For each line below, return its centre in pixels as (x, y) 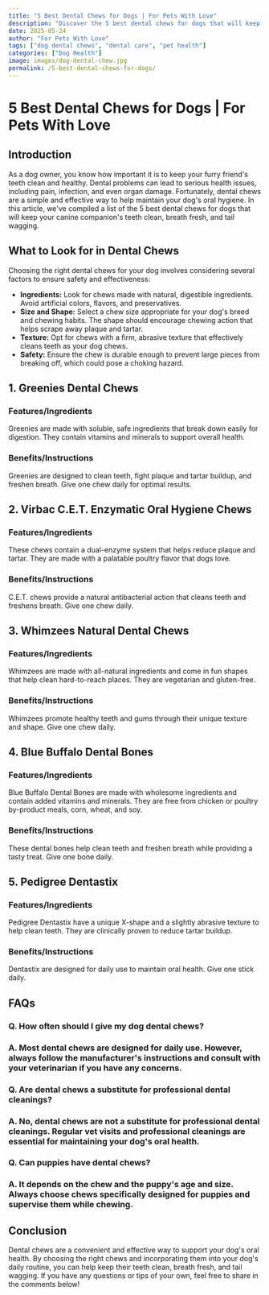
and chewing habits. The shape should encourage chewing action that (136, 320)
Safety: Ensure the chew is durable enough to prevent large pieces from (140, 354)
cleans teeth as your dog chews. (74, 345)
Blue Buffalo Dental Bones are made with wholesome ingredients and (122, 792)
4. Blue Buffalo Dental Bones (81, 752)
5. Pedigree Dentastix (63, 881)
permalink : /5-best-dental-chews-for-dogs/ (82, 68)
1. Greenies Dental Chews (73, 388)
